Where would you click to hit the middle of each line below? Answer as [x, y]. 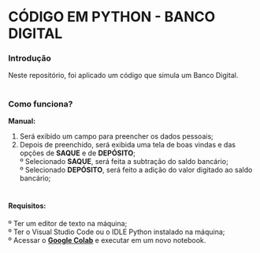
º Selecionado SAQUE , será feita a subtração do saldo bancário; [124, 162]
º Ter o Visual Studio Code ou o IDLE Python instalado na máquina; [117, 232]
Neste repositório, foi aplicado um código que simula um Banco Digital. [123, 76]
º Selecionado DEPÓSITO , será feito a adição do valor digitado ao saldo [136, 170]
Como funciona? [41, 104]
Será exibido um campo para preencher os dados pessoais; [117, 136]
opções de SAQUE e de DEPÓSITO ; [77, 153]
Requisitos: [27, 206]
